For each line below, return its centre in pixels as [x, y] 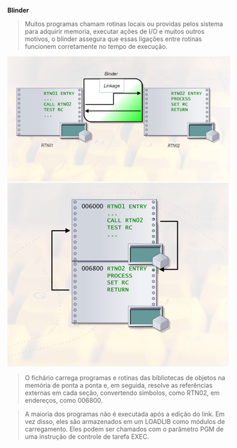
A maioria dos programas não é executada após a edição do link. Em [125, 414]
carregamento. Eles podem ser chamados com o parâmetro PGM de [124, 429]
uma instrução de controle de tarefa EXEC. [87, 436]
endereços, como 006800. [64, 400]
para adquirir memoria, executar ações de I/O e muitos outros [115, 31]
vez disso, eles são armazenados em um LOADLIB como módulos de [125, 421]
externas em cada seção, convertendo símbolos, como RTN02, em [122, 393]
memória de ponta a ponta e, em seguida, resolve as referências [118, 385]
